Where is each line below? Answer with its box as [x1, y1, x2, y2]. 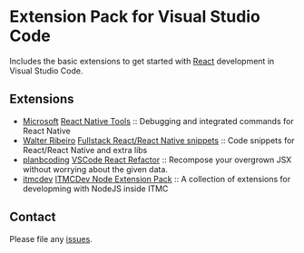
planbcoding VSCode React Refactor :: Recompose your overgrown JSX [22, 154, 292, 165]
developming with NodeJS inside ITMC [22, 183, 169, 194]
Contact [9, 209, 56, 225]
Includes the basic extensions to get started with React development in [9, 55, 275, 66]
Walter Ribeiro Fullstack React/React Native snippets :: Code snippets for [22, 134, 295, 146]
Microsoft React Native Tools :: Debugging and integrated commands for [22, 115, 294, 126]
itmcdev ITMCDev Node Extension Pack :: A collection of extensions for [22, 173, 291, 184]
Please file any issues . [9, 233, 93, 244]
